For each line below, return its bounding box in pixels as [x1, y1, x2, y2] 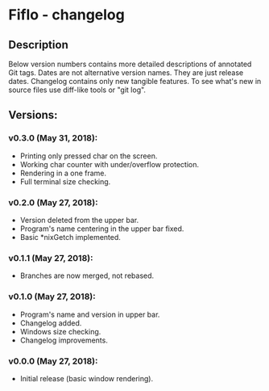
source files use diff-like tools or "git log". [8, 85, 147, 95]
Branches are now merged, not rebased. [19, 271, 155, 280]
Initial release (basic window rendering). [19, 373, 154, 383]
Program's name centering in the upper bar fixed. [19, 224, 184, 233]
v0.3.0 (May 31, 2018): [8, 132, 98, 144]
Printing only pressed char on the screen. [19, 151, 158, 161]
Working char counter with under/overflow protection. [19, 159, 200, 169]
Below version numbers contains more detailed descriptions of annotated [8, 59, 252, 69]
